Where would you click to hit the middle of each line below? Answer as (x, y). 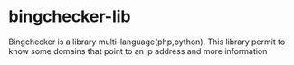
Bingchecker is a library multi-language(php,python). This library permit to (147, 42)
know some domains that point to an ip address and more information (138, 51)
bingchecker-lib (70, 17)
